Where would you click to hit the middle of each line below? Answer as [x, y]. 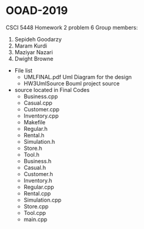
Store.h [33, 148]
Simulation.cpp [42, 200]
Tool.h [32, 154]
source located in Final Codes [52, 90]
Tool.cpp [35, 213]
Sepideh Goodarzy [38, 39]
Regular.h [36, 129]
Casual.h [35, 167]
